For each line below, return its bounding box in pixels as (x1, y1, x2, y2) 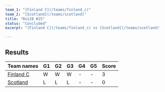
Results (5, 48, 29, 57)
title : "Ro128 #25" (5, 16, 45, 21)
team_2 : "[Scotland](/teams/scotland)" (5, 12, 87, 17)
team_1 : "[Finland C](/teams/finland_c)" (5, 7, 91, 12)
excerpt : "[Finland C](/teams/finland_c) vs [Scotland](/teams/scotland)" (5, 26, 162, 31)
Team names (7, 62, 38, 69)
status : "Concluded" (5, 21, 48, 26)
